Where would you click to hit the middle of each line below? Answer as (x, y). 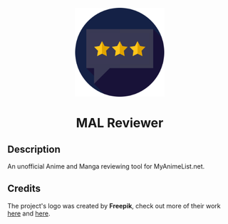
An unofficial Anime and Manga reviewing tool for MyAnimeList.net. (106, 166)
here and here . (29, 213)
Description (34, 149)
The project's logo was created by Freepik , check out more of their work (114, 206)
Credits (24, 189)
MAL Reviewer (120, 123)
